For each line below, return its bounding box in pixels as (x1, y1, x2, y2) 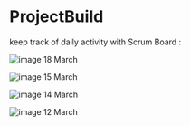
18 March (43, 53, 79, 64)
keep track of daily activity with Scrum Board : (9, 36, 182, 47)
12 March (43, 106, 79, 117)
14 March (43, 89, 79, 100)
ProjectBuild (9, 6, 104, 27)
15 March (43, 71, 78, 82)
